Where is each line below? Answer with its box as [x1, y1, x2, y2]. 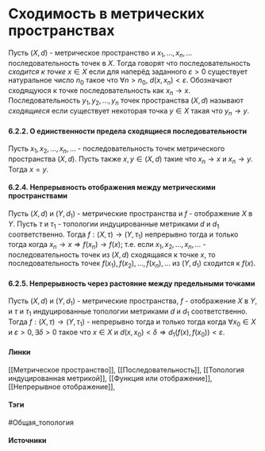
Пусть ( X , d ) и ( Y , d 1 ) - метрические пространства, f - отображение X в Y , [8, 296, 258, 307]
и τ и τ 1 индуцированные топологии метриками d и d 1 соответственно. [8, 306, 248, 318]
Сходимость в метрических [8, 5, 205, 23]
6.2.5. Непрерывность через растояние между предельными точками [8, 279, 255, 288]
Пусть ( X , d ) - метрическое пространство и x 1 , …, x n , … [8, 48, 193, 60]
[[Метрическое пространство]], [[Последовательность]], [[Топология [8, 364, 244, 374]
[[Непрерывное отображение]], [8, 382, 116, 391]
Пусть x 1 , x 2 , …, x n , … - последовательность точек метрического [8, 144, 225, 155]
